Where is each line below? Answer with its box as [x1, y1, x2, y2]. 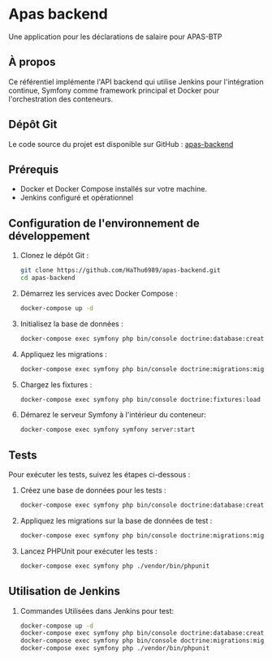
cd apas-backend [19, 274, 76, 283]
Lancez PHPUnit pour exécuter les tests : [19, 546, 158, 556]
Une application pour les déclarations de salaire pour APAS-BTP [8, 32, 222, 41]
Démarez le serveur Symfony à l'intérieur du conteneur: [19, 410, 206, 420]
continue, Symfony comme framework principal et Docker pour [8, 85, 220, 95]
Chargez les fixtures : [19, 379, 93, 390]
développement [8, 229, 91, 243]
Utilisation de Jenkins [8, 585, 120, 598]
